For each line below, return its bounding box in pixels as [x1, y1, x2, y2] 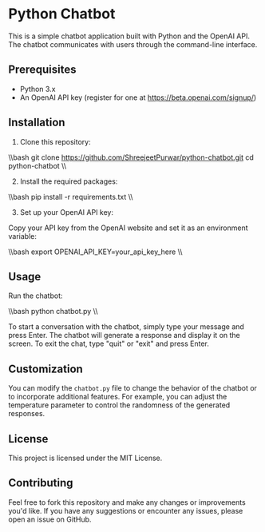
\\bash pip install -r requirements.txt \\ [8, 192, 133, 201]
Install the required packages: [19, 177, 118, 186]
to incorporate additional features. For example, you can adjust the [8, 392, 227, 402]
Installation [8, 116, 65, 129]
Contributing [8, 476, 73, 490]
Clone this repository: [19, 137, 91, 146]
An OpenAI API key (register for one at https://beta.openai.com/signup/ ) [19, 93, 257, 102]
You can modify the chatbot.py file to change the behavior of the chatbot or [8, 383, 258, 393]
